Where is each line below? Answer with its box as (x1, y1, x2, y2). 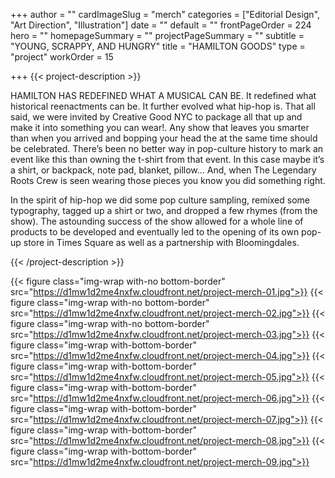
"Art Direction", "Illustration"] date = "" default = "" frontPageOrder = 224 (10, 19, 312, 31)
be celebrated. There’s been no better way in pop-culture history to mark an (10, 143, 324, 154)
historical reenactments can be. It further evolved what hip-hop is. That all (10, 100, 316, 112)
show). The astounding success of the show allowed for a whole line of (10, 215, 304, 227)
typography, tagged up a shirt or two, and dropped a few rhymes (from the (10, 205, 318, 216)
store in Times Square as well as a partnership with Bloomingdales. (23, 237, 300, 248)
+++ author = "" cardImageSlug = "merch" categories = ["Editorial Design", (10, 9, 321, 20)
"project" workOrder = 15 (10, 51, 114, 63)
